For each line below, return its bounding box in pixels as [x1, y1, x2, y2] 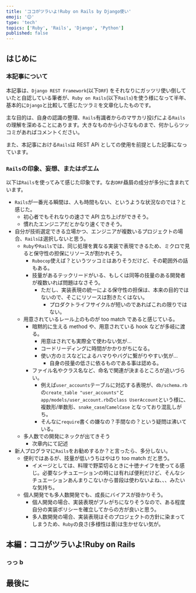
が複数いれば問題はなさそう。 [32, 279, 104, 286]
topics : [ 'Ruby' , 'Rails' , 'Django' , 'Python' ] [6, 25, 124, 31]
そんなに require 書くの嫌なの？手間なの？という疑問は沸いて [40, 418, 187, 425]
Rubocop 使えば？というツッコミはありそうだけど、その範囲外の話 [32, 257, 188, 264]
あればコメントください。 [21, 128, 83, 135]
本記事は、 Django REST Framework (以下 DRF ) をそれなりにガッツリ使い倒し [6, 87, 181, 94]
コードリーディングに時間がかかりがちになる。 [40, 345, 153, 352]
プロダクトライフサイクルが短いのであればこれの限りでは [49, 301, 188, 308]
